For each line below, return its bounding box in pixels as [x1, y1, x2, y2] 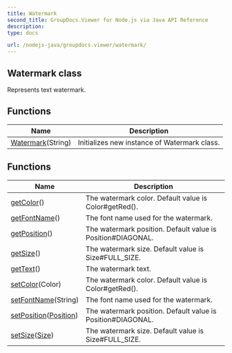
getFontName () [10, 213, 61, 223]
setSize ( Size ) [10, 330, 54, 340]
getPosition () [10, 228, 53, 238]
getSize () [10, 248, 41, 258]
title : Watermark [7, 10, 57, 17]
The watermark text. [85, 263, 151, 273]
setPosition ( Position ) [10, 310, 78, 320]
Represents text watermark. [7, 85, 86, 94]
